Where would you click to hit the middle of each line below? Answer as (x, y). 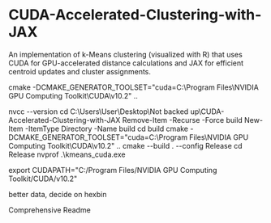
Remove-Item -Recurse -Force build (183, 120)
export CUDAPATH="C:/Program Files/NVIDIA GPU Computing (113, 170)
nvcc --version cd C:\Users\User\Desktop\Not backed (99, 111)
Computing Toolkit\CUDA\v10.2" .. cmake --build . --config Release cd (125, 145)
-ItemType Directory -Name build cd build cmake (107, 128)
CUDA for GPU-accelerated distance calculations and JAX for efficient (126, 63)
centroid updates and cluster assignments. (80, 71)
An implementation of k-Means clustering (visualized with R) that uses (126, 54)
